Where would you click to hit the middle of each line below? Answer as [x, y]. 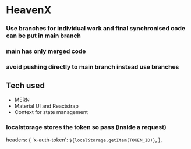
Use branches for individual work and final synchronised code [96, 29]
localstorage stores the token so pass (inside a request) [86, 127]
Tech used [25, 86]
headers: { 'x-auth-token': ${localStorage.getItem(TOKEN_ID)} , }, [84, 140]
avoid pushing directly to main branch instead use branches [93, 66]
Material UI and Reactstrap [46, 106]
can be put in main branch [44, 36]
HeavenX [29, 10]
